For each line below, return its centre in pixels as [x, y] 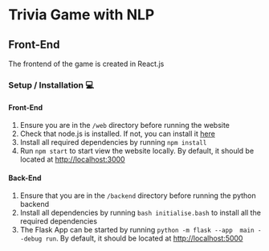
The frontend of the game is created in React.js [86, 64]
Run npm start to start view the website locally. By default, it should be [137, 151]
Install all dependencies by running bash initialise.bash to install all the [140, 213]
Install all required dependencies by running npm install [113, 142]
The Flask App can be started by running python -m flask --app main [137, 230]
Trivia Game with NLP [82, 15]
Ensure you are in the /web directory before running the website [125, 125]
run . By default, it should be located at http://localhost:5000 [144, 238]
